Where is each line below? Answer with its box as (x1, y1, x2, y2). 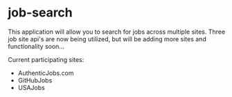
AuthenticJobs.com (17, 69, 75, 77)
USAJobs (17, 83, 46, 91)
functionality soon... (8, 42, 65, 50)
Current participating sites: (8, 55, 84, 63)
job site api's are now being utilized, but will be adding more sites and (8, 34, 206, 43)
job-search (8, 5, 73, 21)
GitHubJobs (17, 76, 53, 84)
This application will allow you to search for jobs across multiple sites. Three (8, 28, 226, 36)
